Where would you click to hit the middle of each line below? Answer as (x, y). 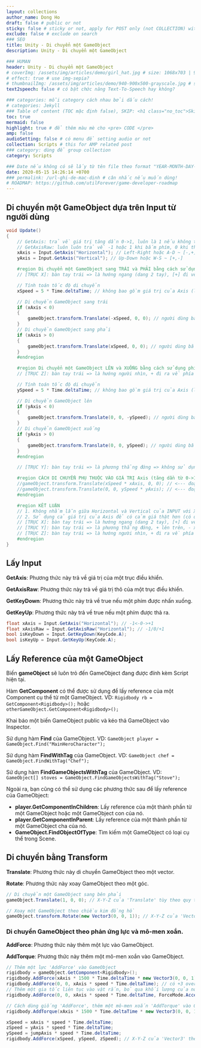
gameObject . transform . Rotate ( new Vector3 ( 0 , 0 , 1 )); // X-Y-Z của (92, 916)
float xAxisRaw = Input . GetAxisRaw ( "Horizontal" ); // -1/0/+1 (85, 629)
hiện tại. (16, 679)
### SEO (16, 39)
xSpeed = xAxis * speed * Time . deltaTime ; (60, 1022)
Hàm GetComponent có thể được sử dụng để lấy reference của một (90, 691)
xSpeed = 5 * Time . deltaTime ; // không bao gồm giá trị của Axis (103, 291)
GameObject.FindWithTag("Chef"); (48, 761)
